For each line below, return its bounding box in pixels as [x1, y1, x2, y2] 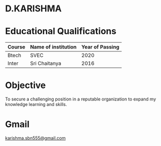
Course [7, 44, 26, 50]
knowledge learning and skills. [5, 101, 67, 107]
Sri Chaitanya [30, 60, 61, 67]
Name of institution [30, 44, 77, 50]
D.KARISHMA [5, 3, 62, 14]
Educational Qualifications [5, 26, 116, 37]
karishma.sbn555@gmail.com [5, 135, 66, 141]
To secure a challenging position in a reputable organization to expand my [5, 96, 156, 102]
